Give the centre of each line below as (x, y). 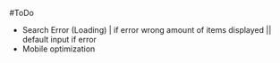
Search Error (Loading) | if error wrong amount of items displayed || (147, 30)
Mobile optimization (59, 49)
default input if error (59, 39)
